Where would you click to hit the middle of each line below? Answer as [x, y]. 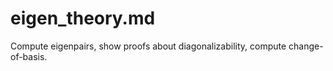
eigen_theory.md [83, 18]
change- [306, 46]
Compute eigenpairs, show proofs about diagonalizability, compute [148, 46]
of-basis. [29, 56]
